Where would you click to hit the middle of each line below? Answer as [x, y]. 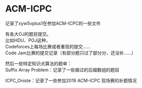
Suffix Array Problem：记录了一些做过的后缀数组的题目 [62, 70]
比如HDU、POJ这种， [28, 40]
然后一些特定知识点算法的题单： [38, 63]
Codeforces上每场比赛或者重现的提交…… [48, 46]
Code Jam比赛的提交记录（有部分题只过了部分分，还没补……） [71, 53]
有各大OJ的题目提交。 [28, 34]
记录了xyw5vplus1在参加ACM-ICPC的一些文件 [53, 23]
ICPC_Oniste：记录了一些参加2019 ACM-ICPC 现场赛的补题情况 [71, 80]
